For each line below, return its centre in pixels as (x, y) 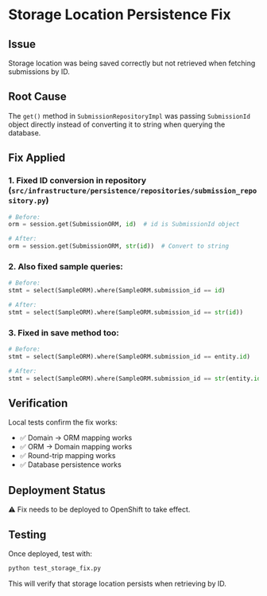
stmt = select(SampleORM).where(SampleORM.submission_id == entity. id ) (129, 356)
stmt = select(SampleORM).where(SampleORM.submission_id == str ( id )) (126, 312)
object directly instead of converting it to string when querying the (117, 124)
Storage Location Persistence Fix (120, 15)
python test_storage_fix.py (55, 569)
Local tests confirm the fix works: (63, 422)
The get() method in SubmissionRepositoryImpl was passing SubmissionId (129, 116)
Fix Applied (37, 158)
